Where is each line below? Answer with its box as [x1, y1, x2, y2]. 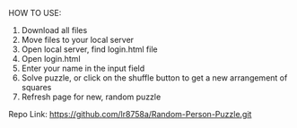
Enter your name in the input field [21, 63, 145, 73]
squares [21, 82, 52, 92]
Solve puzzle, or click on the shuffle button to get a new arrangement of [21, 73, 288, 83]
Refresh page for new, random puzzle [21, 91, 162, 102]
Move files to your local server [21, 35, 135, 45]
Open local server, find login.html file [21, 44, 158, 55]
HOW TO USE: [8, 8, 62, 18]
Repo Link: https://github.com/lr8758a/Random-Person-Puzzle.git [8, 109, 252, 119]
